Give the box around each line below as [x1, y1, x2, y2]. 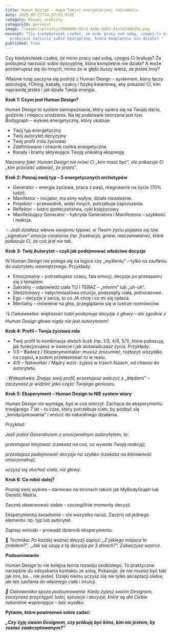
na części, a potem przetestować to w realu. [12, 354, 106, 360]
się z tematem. [12, 279, 44, 285]
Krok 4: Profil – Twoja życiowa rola [5, 328, 80, 334]
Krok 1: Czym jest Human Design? [5, 96, 79, 102]
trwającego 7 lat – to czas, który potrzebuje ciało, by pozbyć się [5, 406, 140, 412]
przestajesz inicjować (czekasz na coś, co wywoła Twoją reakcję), [5, 441, 146, 447]
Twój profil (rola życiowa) [12, 138, 67, 144]
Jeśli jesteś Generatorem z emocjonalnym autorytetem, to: [5, 431, 129, 437]
